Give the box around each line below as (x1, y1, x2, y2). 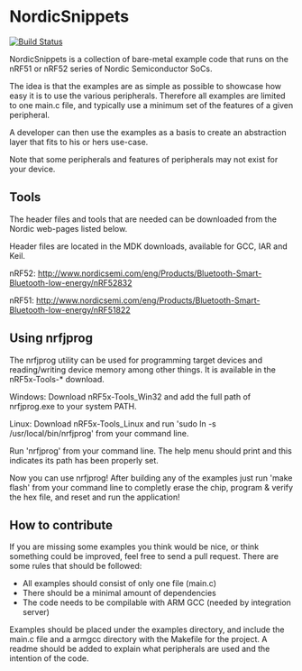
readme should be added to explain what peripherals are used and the (9, 643, 270, 655)
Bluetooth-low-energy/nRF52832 (9, 277, 133, 288)
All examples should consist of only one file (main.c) (22, 578, 216, 589)
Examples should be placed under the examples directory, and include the (9, 624, 285, 635)
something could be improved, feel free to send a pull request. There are (9, 551, 279, 562)
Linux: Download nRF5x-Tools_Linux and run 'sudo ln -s (9, 418, 216, 429)
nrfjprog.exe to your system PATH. (9, 400, 137, 411)
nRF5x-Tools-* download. (9, 373, 105, 384)
